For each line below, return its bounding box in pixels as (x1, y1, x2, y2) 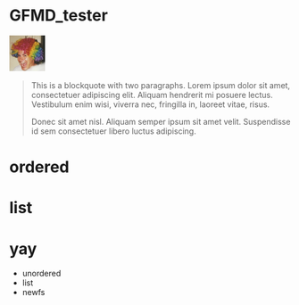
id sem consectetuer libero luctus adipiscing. (30, 126, 196, 136)
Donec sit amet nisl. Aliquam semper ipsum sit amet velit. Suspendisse (30, 116, 291, 127)
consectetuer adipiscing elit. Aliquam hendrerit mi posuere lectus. (30, 89, 274, 100)
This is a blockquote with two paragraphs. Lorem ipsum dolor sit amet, (30, 79, 291, 90)
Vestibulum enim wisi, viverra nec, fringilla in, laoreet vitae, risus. (30, 99, 270, 110)
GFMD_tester (9, 5, 109, 26)
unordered (21, 268, 62, 279)
